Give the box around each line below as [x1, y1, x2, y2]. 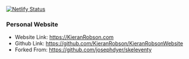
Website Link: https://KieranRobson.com [14, 34, 114, 41]
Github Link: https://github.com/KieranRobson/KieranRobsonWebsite [14, 40, 183, 47]
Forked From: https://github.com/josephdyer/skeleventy [14, 46, 152, 53]
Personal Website [6, 20, 58, 28]
